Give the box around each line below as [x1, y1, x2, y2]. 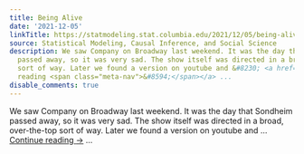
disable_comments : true [9, 81, 100, 90]
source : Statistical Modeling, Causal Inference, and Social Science [9, 38, 278, 48]
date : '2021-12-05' [9, 22, 83, 31]
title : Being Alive [9, 13, 83, 23]
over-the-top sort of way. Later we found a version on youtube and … [9, 124, 268, 136]
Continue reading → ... [9, 134, 93, 145]
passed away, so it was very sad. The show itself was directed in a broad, [9, 115, 284, 126]
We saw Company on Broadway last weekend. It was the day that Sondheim [9, 105, 293, 116]
